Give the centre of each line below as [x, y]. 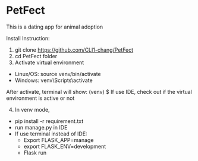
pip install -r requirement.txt [49, 121]
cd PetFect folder [36, 56]
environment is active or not [40, 98]
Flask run [35, 153]
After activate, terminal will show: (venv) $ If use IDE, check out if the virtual [99, 91]
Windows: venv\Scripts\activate [54, 80]
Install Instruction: [28, 38]
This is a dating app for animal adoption [55, 27]
